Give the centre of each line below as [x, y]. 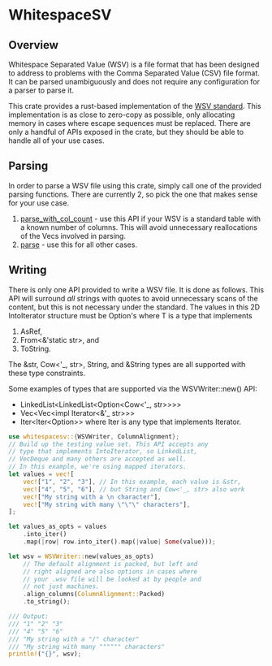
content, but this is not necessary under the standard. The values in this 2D [134, 307]
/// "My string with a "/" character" [74, 639]
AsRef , [31, 331]
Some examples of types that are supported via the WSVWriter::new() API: [133, 388]
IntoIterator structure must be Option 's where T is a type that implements [131, 315]
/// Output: [28, 616]
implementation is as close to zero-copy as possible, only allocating [122, 115]
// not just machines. [61, 586]
